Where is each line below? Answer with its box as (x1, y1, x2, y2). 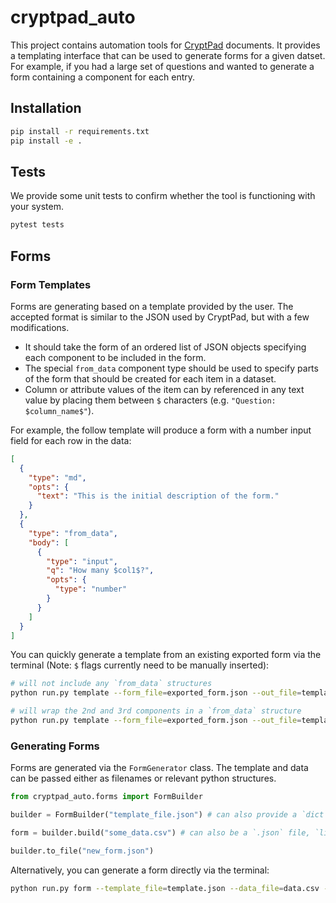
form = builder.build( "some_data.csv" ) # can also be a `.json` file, (10, 827, 311, 838)
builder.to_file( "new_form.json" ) (10, 846, 155, 856)
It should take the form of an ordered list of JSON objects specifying (24, 341, 307, 353)
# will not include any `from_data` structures (10, 679, 213, 689)
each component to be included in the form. (24, 351, 207, 363)
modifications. (10, 321, 70, 333)
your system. (10, 201, 65, 213)
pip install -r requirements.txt (10, 126, 150, 136)
